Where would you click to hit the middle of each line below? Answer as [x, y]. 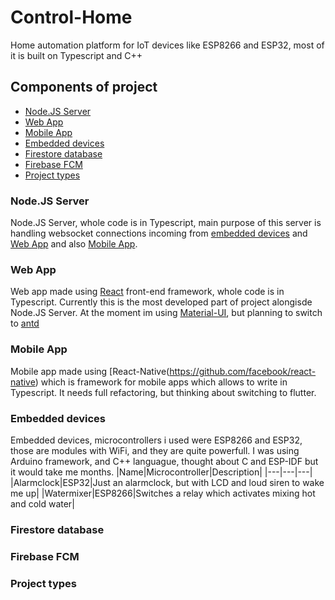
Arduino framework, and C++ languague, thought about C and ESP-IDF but [164, 461]
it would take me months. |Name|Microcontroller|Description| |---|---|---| [161, 472]
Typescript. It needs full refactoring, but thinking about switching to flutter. [163, 392]
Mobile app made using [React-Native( [90, 371]
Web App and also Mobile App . [74, 244]
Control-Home [71, 17]
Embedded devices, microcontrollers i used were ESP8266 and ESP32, [156, 440]
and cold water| [43, 503]
